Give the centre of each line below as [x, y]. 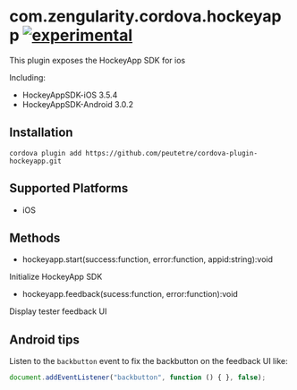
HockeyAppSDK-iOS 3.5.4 [70, 95]
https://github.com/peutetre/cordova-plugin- [171, 153]
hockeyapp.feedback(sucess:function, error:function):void [130, 294]
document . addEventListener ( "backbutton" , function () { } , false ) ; [138, 377]
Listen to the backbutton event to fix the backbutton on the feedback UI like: [148, 361]
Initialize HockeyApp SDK [56, 277]
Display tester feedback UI [58, 311]
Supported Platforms [69, 188]
